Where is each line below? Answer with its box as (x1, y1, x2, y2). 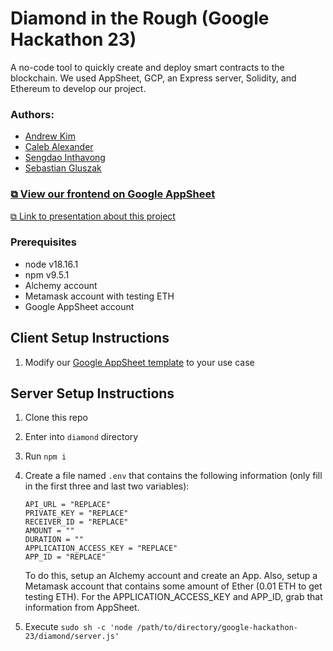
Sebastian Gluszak (24, 162, 102, 174)
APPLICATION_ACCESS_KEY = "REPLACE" (24, 543, 178, 554)
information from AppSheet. (24, 602, 140, 614)
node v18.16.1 (24, 258, 79, 270)
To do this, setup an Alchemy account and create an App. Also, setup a (24, 570, 318, 582)
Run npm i (24, 450, 67, 462)
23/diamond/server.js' (24, 632, 120, 642)
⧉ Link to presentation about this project (10, 210, 176, 222)
